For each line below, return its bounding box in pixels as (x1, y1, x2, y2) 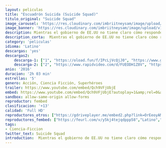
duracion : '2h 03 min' (5, 72, 52, 76)
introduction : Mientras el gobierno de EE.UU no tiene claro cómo (5, 136, 147, 141)
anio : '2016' (5, 67, 32, 72)
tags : (5, 122, 16, 127)
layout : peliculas (5, 7, 43, 12)
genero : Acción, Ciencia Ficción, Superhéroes (5, 80, 103, 85)
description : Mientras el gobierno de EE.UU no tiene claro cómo (5, 30, 142, 35)
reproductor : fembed (5, 99, 48, 104)
